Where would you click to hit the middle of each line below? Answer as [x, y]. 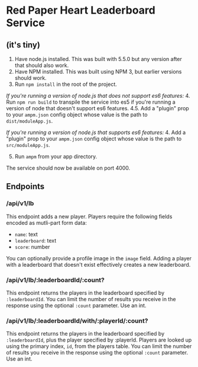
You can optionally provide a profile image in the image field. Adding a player [99, 258]
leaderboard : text [35, 240]
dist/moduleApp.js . [30, 121]
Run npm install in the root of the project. [66, 84]
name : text [26, 234]
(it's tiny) [23, 45]
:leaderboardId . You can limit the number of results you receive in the [91, 299]
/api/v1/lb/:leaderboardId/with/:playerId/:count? [77, 321]
